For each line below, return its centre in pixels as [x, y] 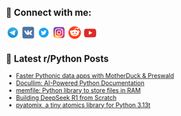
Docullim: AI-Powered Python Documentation [80, 83]
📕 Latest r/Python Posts [57, 59]
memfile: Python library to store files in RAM [78, 90]
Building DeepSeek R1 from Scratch [66, 97]
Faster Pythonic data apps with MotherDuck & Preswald [95, 75]
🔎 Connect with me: [49, 13]
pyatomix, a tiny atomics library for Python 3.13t [83, 105]
